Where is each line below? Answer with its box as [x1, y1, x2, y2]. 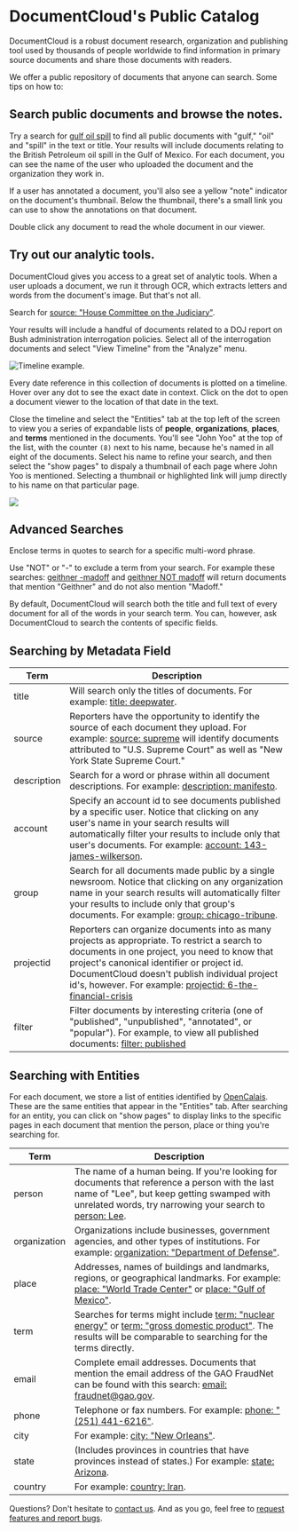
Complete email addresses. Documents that [74, 1356, 257, 1369]
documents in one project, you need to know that [69, 946, 273, 958]
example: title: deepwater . [69, 695, 177, 708]
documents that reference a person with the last [74, 1177, 275, 1188]
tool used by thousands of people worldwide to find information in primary [9, 44, 281, 55]
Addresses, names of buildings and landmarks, [74, 1261, 270, 1273]
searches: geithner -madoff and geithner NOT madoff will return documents [9, 572, 286, 583]
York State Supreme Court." [69, 755, 185, 767]
